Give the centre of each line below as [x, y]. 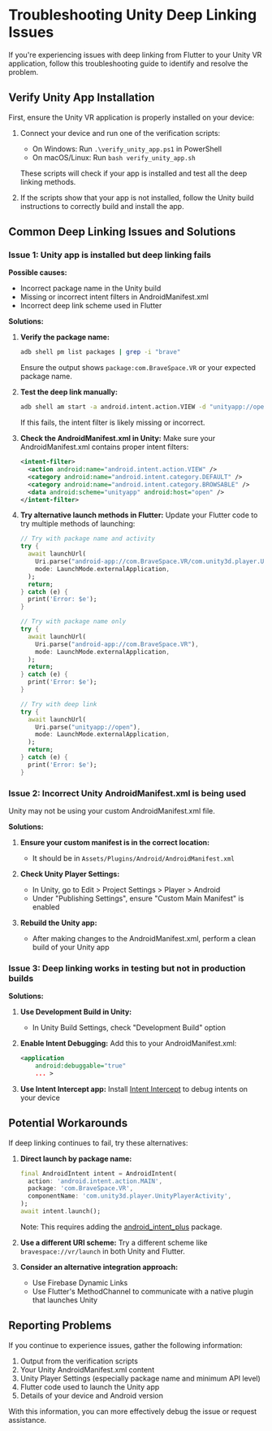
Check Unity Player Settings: [70, 874]
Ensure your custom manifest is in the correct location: [114, 842]
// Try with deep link [58, 704]
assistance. [28, 1420]
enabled [46, 907]
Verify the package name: [65, 337]
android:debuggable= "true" [81, 1066]
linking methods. [48, 181]
